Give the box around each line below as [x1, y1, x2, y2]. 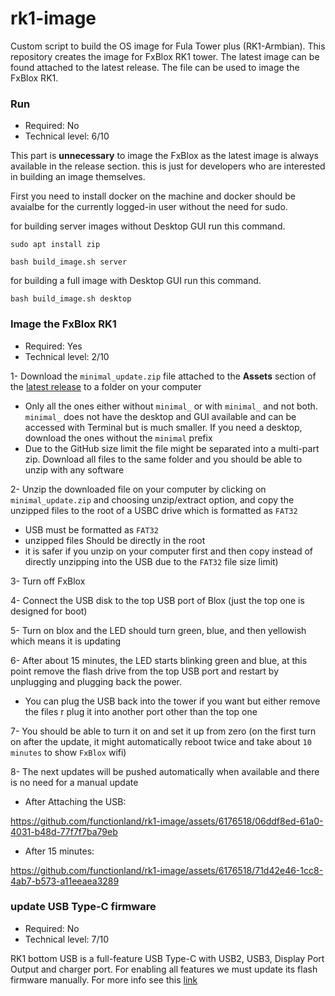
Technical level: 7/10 [24, 933, 110, 945]
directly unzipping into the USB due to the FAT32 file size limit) [24, 555, 279, 567]
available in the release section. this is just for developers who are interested [10, 160, 326, 172]
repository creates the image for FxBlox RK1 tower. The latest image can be [10, 50, 320, 62]
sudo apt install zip [10, 240, 101, 250]
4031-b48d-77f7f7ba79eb [10, 825, 118, 837]
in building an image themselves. [10, 171, 146, 183]
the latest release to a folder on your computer [10, 380, 202, 392]
